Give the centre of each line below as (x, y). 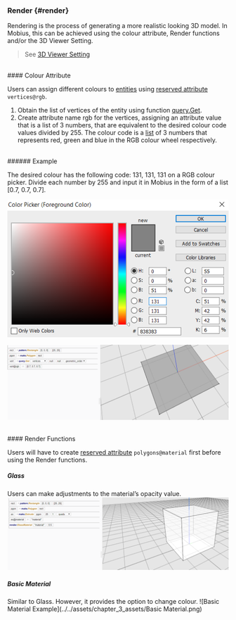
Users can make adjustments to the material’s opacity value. (94, 493)
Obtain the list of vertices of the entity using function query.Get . (110, 110)
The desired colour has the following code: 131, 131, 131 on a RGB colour (111, 175)
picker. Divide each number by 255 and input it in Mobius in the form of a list (118, 182)
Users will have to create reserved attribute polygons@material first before (114, 452)
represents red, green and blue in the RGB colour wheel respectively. (117, 140)
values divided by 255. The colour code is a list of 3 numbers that (112, 133)
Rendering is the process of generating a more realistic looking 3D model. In (118, 26)
